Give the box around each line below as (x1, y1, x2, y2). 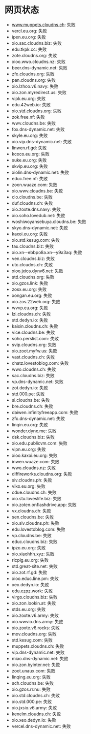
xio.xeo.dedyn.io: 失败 (11, 717, 57, 723)
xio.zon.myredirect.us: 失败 (11, 89, 67, 95)
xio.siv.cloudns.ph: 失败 (11, 520, 60, 526)
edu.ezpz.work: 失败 (11, 588, 53, 594)
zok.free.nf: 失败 (11, 114, 45, 120)
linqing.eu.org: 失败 (11, 674, 51, 680)
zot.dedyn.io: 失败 (11, 384, 48, 390)
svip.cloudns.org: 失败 (11, 342, 57, 348)
